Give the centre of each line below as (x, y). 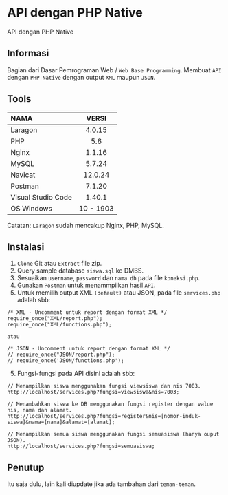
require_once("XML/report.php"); (55, 319)
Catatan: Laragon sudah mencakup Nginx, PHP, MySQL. (86, 225)
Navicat (23, 175)
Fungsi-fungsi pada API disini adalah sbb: (76, 374)
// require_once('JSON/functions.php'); (66, 361)
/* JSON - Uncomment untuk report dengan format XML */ (89, 349)
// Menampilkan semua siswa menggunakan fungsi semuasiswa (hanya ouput (113, 434)
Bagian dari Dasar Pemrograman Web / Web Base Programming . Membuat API (114, 70)
